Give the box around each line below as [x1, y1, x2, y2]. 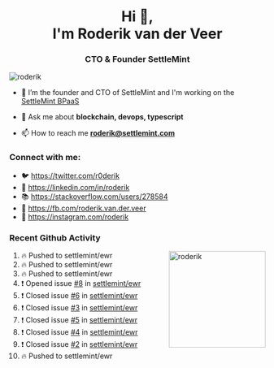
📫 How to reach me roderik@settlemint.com [20, 128, 176, 138]
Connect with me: [9, 152, 81, 163]
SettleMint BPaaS [20, 97, 80, 106]
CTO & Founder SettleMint [85, 54, 190, 65]
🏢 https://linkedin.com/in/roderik [20, 182, 130, 192]
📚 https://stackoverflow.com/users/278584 [20, 191, 168, 201]
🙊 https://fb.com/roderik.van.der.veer [20, 203, 146, 213]
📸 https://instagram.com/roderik [20, 211, 129, 222]
